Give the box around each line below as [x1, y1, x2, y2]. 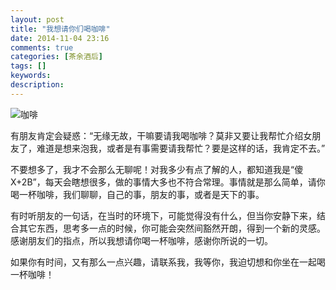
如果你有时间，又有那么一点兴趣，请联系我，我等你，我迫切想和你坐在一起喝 [10, 256, 326, 268]
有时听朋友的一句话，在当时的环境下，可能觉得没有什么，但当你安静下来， [10, 209, 317, 221]
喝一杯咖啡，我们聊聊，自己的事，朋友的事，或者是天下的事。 [10, 188, 265, 200]
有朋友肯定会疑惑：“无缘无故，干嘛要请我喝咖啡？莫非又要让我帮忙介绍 [10, 129, 304, 141]
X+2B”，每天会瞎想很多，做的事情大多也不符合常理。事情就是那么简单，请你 [10, 176, 326, 188]
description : [10, 80, 65, 90]
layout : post [10, 14, 65, 25]
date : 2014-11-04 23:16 [10, 33, 110, 43]
